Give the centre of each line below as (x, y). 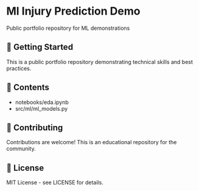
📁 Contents (28, 87)
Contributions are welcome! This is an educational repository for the (92, 142)
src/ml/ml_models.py (41, 108)
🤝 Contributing (35, 127)
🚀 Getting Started (40, 47)
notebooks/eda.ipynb (42, 102)
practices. (19, 68)
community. (21, 149)
